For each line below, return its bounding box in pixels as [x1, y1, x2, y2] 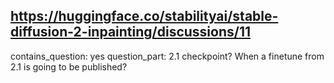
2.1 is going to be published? [10, 60, 128, 73]
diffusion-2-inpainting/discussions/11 [10, 24, 252, 41]
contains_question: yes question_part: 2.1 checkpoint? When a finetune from [10, 50, 325, 62]
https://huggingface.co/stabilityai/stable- [10, 8, 279, 25]
